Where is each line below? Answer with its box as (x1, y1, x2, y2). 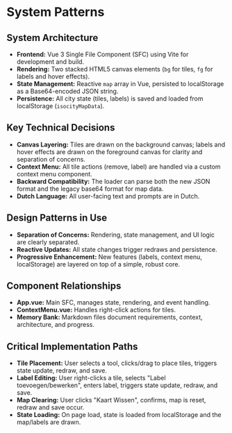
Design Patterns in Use (6, 212, 108, 224)
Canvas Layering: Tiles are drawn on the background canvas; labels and (16, 140, 226, 148)
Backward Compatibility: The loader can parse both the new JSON (16, 177, 210, 185)
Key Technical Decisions (6, 122, 115, 134)
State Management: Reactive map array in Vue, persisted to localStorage (16, 80, 224, 87)
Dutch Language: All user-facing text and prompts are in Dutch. (16, 192, 200, 200)
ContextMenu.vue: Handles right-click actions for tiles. (16, 306, 176, 314)
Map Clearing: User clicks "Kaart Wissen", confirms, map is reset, (16, 396, 206, 405)
